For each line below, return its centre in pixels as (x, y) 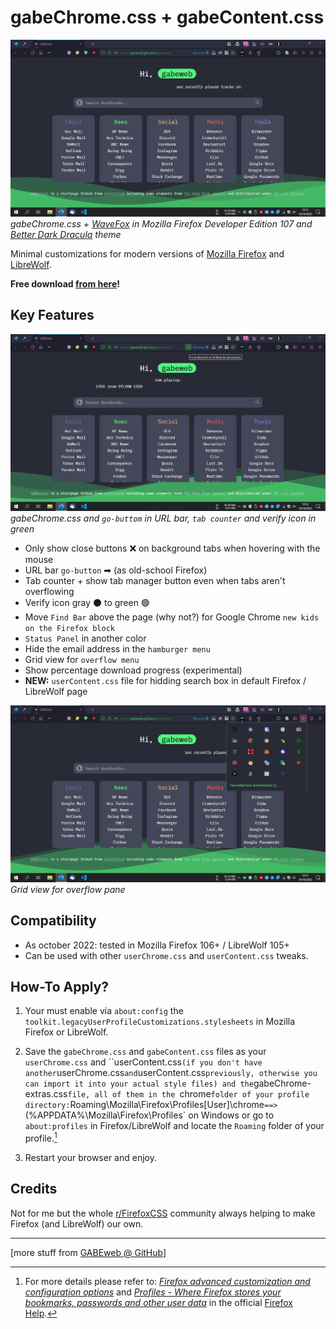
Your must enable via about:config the (104, 1011)
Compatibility (53, 921)
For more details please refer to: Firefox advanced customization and (167, 1281)
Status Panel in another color (85, 638)
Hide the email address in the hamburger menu (117, 648)
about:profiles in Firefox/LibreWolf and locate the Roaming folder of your (174, 1126)
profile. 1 (41, 1138)
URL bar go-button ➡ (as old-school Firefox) (116, 570)
